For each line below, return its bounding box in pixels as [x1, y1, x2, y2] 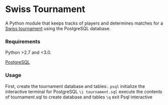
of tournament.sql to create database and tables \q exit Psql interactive [5, 94, 153, 100]
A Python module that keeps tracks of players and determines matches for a [5, 20, 163, 26]
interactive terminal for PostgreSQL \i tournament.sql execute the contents [5, 88, 162, 94]
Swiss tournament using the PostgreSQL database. [5, 25, 111, 31]
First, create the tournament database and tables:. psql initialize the [5, 83, 145, 89]
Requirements [5, 38, 41, 45]
